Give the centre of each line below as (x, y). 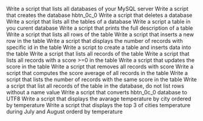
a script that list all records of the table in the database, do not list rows (95, 86)
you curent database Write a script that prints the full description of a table (100, 28)
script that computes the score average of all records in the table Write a (97, 73)
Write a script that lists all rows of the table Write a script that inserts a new (100, 34)
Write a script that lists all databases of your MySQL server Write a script (97, 9)
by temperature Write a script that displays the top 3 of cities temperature (98, 105)
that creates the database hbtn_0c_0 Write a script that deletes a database (99, 15)
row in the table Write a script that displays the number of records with (95, 41)
